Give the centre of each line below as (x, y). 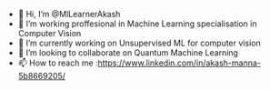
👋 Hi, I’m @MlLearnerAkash (69, 14)
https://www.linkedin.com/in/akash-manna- (179, 63)
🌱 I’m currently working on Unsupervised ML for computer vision (139, 43)
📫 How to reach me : (58, 63)
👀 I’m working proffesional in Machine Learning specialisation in (137, 24)
